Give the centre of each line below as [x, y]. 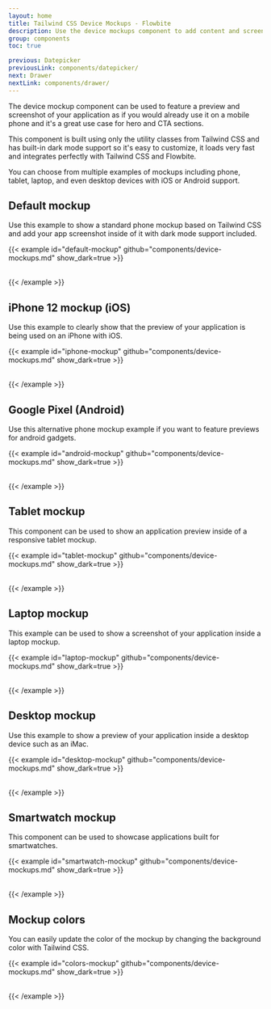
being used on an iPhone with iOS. [66, 336]
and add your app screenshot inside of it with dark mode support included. [133, 234]
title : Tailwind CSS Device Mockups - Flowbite [90, 23]
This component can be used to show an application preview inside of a [128, 531]
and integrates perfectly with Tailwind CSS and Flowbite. [102, 156]
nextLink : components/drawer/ [59, 83]
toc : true [25, 46]
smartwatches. [33, 846]
